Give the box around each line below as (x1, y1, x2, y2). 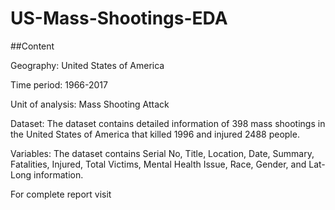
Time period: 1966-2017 (10, 78, 108, 91)
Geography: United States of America (10, 59, 165, 71)
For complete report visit (10, 188, 112, 200)
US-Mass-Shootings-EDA (10, 7, 228, 30)
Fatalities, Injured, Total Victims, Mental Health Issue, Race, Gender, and (10, 158, 307, 170)
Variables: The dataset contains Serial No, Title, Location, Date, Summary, (10, 147, 315, 159)
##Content (10, 40, 55, 52)
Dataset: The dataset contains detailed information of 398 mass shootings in (10, 117, 326, 129)
